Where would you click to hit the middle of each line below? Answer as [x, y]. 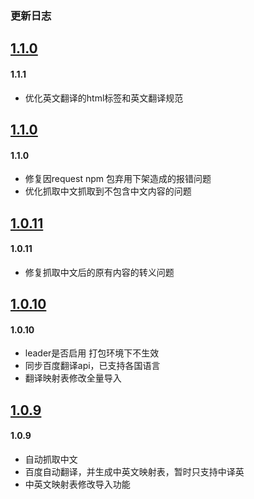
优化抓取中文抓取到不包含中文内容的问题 [108, 191]
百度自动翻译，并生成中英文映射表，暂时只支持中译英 [134, 471]
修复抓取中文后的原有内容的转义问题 [99, 272]
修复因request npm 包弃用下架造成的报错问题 [118, 179]
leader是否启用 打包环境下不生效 [92, 353]
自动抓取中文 [51, 459]
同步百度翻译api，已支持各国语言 [92, 366]
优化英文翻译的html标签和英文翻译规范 [104, 98]
